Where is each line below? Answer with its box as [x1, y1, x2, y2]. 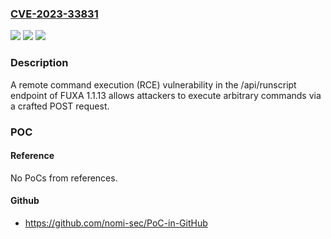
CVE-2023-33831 [10, 7, 99, 21]
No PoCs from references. [10, 172, 118, 184]
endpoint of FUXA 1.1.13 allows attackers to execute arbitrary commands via [10, 89, 322, 101]
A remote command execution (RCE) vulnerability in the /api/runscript [10, 78, 297, 91]
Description [10, 56, 69, 70]
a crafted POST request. [10, 100, 110, 112]
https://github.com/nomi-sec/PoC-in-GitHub [24, 217, 208, 229]
